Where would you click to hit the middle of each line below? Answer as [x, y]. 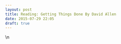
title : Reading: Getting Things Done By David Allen [61, 14]
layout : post [19, 10]
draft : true [17, 23]
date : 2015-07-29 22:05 [30, 19]
